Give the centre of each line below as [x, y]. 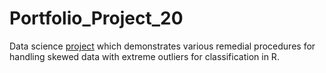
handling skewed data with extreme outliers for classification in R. [144, 56]
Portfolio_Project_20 [96, 18]
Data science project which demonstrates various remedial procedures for [162, 46]
